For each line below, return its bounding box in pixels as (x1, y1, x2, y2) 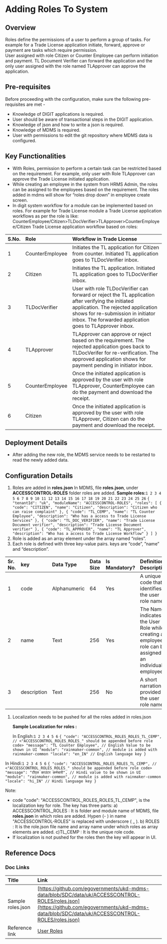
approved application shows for (72, 355, 146, 362)
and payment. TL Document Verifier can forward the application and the (5, 58, 153, 63)
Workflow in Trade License (72, 236, 138, 242)
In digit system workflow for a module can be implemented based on (12, 202, 153, 208)
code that (140, 579, 163, 586)
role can (140, 643, 159, 650)
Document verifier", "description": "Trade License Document (12, 522, 142, 527)
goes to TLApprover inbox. (72, 322, 135, 329)
